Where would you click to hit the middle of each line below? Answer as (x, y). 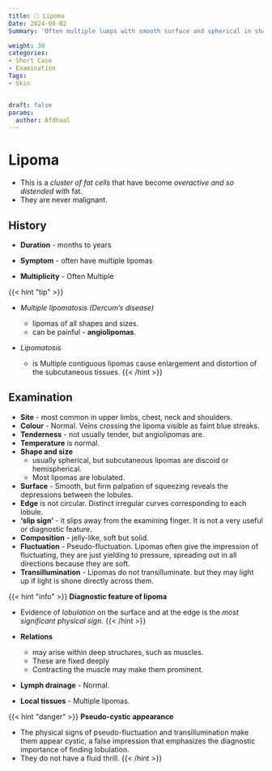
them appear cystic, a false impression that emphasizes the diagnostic (138, 741)
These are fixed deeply (70, 661)
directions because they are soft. (75, 563)
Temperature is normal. (59, 443)
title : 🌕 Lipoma (36, 16)
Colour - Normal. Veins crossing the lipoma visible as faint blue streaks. (140, 426)
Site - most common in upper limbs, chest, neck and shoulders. (126, 417)
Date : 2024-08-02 (38, 24)
